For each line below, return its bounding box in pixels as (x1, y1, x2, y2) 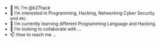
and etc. (10, 15, 28, 21)
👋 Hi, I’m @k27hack (10, 5, 51, 10)
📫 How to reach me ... (10, 31, 57, 37)
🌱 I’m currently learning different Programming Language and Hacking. (10, 20, 156, 26)
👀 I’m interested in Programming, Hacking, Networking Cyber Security (10, 10, 155, 16)
